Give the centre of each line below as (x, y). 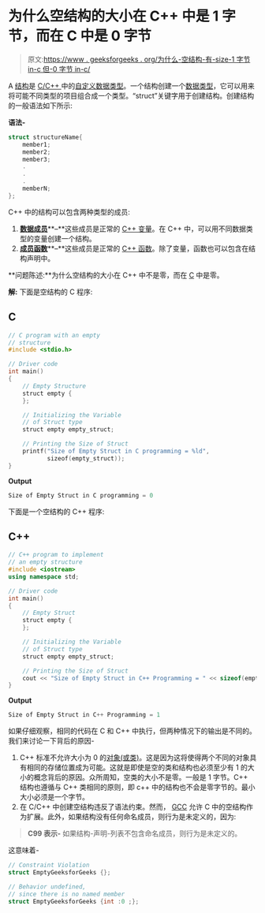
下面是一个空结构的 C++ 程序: (56, 511)
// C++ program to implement (56, 555)
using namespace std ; (44, 576)
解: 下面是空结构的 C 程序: (50, 292)
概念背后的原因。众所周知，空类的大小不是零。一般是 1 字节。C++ (141, 777)
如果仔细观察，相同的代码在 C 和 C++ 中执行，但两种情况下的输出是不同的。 (132, 731)
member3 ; (37, 159)
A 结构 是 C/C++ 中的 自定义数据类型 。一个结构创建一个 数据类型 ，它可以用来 (131, 86)
